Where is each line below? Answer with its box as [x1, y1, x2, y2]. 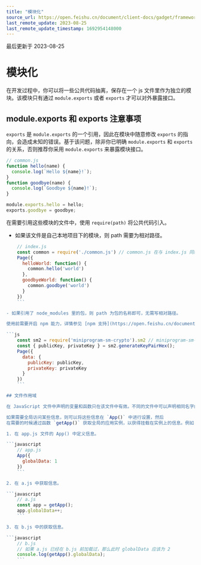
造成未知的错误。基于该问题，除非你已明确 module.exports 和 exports [22, 138, 193, 145]
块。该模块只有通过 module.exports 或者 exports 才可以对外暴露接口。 [6, 94, 179, 102]
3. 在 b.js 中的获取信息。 [6, 524, 66, 530]
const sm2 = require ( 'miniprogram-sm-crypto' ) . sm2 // [17, 337, 154, 343]
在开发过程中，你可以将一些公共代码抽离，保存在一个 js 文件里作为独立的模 [6, 87, 191, 94]
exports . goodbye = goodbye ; [6, 207, 77, 213]
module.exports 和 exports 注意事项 [6, 113, 142, 123]
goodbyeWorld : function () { [22, 277, 93, 283]
